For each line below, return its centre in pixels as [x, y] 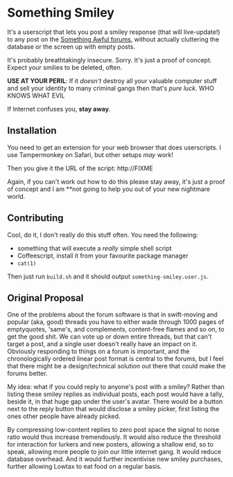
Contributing [35, 218]
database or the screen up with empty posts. [71, 46]
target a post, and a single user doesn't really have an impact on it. [102, 344]
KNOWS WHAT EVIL [36, 96]
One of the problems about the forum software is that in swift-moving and [112, 315]
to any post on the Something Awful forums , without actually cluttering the [113, 39]
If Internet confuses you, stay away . [59, 109]
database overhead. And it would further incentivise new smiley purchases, [115, 459]
